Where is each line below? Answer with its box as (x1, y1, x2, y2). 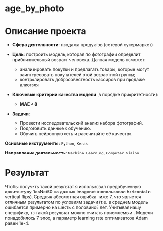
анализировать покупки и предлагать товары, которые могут (19, 66, 149, 72)
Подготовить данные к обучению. (19, 125, 91, 131)
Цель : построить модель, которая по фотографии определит (12, 51, 141, 57)
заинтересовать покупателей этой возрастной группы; (19, 72, 136, 77)
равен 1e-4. (5, 220, 30, 226)
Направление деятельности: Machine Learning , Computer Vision (5, 150, 139, 156)
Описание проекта (5, 26, 86, 37)
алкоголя (19, 82, 39, 88)
